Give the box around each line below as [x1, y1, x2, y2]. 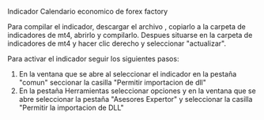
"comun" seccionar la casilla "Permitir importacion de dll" [18, 78, 207, 87]
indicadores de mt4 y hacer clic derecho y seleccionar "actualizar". [7, 39, 227, 48]
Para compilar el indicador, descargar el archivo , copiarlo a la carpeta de [7, 22, 246, 31]
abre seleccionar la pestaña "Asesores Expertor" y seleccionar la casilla [18, 95, 253, 103]
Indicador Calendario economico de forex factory [7, 7, 168, 16]
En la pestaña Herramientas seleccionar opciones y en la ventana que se [18, 86, 256, 96]
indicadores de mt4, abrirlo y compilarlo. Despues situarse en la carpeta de [7, 31, 253, 39]
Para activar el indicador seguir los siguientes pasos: [7, 54, 179, 63]
